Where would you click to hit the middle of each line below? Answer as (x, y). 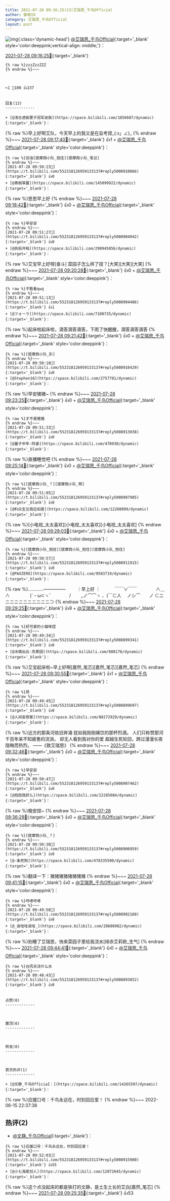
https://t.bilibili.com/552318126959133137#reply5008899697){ (72, 706)
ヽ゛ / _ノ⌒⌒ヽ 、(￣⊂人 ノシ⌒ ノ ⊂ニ (104, 595)
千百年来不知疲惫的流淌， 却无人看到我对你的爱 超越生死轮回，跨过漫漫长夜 (84, 739)
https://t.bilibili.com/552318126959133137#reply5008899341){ (72, 640)
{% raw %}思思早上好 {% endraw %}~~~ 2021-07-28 (61, 199)
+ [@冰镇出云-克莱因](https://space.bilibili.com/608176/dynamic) (74, 652)
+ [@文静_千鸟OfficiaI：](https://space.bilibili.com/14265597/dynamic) (81, 1084)
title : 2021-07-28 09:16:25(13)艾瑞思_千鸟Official (59, 10)
